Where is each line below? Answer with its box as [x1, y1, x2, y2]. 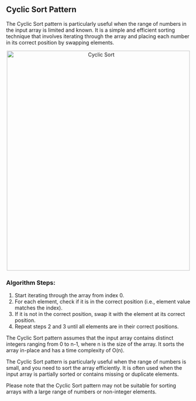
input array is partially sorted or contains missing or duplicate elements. [6, 371, 179, 378]
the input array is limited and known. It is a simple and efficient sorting [6, 26, 176, 33]
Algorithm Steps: [6, 278, 56, 287]
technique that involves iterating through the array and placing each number [6, 32, 190, 40]
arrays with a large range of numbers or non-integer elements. [6, 388, 157, 395]
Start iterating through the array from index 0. [14, 292, 125, 299]
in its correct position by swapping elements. [6, 39, 115, 46]
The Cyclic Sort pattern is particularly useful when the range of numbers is [6, 358, 187, 365]
